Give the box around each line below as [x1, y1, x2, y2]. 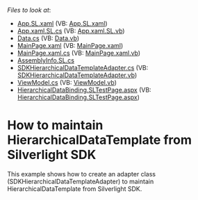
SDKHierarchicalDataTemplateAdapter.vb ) [17, 71, 138, 79]
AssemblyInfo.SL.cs [17, 56, 75, 65]
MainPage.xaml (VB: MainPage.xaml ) [17, 42, 124, 49]
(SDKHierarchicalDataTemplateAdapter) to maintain [7, 177, 154, 185]
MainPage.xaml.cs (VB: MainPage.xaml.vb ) [17, 49, 141, 57]
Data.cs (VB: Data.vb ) [17, 34, 80, 42]
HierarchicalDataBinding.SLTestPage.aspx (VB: [17, 86, 151, 94]
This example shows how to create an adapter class [7, 169, 156, 178]
